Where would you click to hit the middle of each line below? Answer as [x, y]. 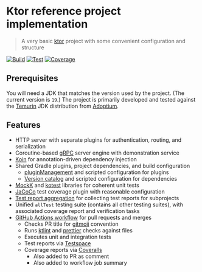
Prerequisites [32, 78]
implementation [47, 24]
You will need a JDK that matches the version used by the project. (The [95, 93]
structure [33, 47]
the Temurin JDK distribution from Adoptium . [62, 106]
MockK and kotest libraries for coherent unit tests [77, 185]
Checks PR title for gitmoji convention [71, 224]
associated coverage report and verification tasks [77, 211]
